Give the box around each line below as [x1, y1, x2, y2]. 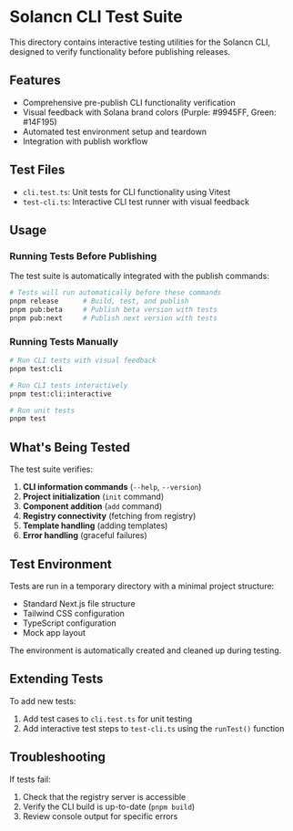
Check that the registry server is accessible [22, 791, 187, 802]
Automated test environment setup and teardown [22, 126, 207, 137]
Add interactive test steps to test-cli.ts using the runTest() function [22, 722, 285, 733]
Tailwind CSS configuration [22, 608, 126, 618]
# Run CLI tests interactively [9, 380, 128, 390]
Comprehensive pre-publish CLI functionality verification [22, 97, 236, 108]
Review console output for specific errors [22, 810, 178, 822]
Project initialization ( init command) [22, 491, 165, 503]
